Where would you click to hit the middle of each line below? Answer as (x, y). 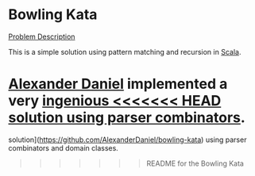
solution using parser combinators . (127, 118)
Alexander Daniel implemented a (118, 84)
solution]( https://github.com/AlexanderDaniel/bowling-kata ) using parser (127, 140)
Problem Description (42, 36)
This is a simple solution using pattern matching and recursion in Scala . (125, 52)
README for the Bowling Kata (195, 163)
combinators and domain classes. (64, 147)
